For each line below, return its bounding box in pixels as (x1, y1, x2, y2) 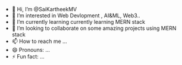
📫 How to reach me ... (11, 38, 67, 45)
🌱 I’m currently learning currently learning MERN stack (11, 18, 146, 25)
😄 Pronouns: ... (11, 47, 51, 53)
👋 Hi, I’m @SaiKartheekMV (11, 6, 77, 13)
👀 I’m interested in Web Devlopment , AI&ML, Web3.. (11, 12, 141, 19)
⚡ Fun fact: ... (11, 53, 45, 60)
